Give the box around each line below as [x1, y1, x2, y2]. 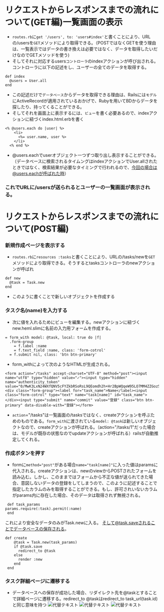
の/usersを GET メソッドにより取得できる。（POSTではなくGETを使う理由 [12, 40, 156, 45]
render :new [18, 557, 42, 562]
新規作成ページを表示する [5, 242, 65, 249]
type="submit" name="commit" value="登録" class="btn [33, 398, 144, 402]
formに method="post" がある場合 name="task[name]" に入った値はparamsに [12, 462, 158, 467]
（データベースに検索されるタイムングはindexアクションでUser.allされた [12, 158, 158, 164]
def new [5, 276, 21, 281]
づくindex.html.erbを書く [33, 116, 84, 122]
